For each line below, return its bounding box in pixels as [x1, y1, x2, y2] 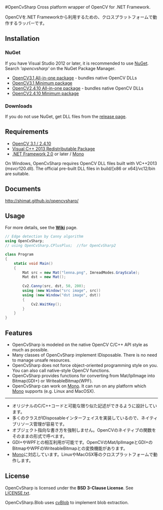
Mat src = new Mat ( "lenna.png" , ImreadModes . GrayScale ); [22, 270, 140, 275]
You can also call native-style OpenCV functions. [12, 367, 111, 373]
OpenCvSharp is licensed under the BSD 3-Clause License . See [5, 485, 133, 491]
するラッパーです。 [9, 20, 47, 26]
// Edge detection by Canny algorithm [5, 234, 83, 239]
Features [5, 328, 33, 337]
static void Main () [14, 261, 53, 266]
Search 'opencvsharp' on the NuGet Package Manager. [5, 65, 115, 71]
